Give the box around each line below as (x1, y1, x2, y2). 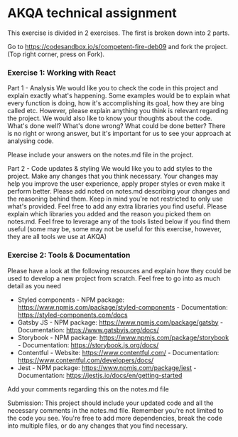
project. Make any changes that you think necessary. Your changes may (7, 172, 219, 181)
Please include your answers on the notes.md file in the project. (7, 151, 194, 159)
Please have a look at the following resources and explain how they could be (7, 266, 232, 275)
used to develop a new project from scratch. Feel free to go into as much (7, 274, 221, 283)
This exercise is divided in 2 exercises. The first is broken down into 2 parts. (7, 28, 230, 37)
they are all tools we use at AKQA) (7, 233, 107, 241)
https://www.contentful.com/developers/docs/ (17, 356, 154, 364)
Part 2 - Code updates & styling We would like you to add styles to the (7, 164, 212, 173)
